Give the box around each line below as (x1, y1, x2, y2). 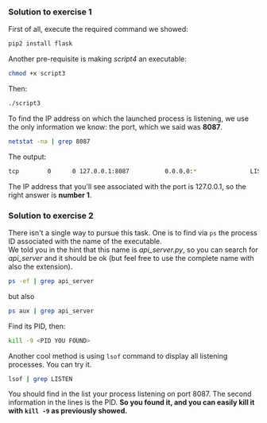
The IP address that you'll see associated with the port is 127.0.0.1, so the (8, 181, 246, 191)
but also (8, 291, 35, 301)
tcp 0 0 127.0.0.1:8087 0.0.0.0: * (8, 167, 197, 175)
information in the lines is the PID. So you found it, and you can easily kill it (8, 398, 255, 407)
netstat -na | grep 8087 (8, 138, 91, 146)
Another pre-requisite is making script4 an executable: (8, 54, 187, 64)
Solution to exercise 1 (8, 6, 93, 17)
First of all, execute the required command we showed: (8, 25, 188, 34)
